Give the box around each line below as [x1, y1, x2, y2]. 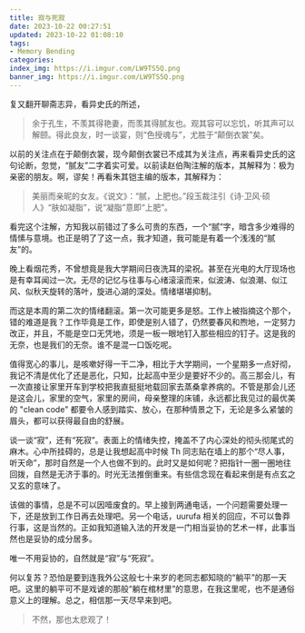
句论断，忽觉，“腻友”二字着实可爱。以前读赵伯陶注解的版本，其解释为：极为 [9, 160, 295, 171]
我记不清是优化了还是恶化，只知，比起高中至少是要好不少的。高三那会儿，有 [9, 370, 296, 381]
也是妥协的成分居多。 [16, 533, 97, 544]
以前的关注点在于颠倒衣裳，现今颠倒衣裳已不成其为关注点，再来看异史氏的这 [9, 148, 296, 159]
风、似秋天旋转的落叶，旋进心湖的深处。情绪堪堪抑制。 [9, 285, 216, 296]
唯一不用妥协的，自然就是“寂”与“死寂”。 [9, 552, 159, 563]
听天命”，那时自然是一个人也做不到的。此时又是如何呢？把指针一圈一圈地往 [9, 457, 292, 468]
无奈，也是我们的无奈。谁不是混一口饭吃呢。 [9, 339, 177, 350]
